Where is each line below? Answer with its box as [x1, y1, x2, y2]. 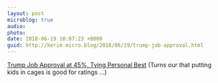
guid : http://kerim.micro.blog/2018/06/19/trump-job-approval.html [7, 42, 204, 49]
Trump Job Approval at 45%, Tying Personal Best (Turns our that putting [7, 61, 212, 69]
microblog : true [7, 16, 53, 23]
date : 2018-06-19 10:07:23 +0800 [7, 36, 103, 43]
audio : [7, 23, 26, 29]
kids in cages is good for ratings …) [7, 68, 108, 76]
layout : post [7, 10, 45, 17]
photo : [7, 29, 26, 36]
